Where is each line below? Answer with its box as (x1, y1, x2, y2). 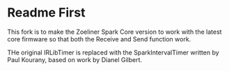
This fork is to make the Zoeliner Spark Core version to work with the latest (7, 28, 222, 36)
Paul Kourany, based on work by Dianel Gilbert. (7, 55, 143, 63)
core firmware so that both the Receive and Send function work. (7, 34, 191, 43)
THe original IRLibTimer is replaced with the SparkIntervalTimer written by (7, 48, 219, 57)
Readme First (7, 5, 86, 21)
